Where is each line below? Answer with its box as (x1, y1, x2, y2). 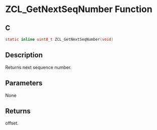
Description (5, 51, 43, 59)
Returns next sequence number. (5, 64, 72, 70)
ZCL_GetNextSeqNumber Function (5, 4, 152, 15)
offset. (5, 120, 19, 126)
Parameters (5, 79, 43, 88)
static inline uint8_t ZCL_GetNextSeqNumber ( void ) (5, 37, 114, 42)
